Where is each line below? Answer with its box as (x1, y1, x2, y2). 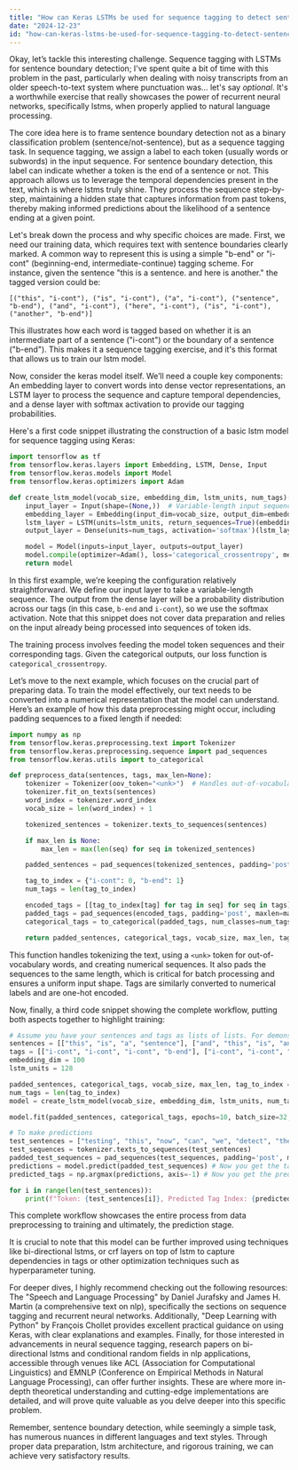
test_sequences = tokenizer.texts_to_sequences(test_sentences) (9, 1145, 252, 1155)
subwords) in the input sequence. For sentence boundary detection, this (9, 156, 273, 167)
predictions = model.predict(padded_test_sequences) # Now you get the (9, 1161, 279, 1171)
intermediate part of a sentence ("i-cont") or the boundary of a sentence (9, 335, 275, 346)
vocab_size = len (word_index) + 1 (25, 804, 153, 813)
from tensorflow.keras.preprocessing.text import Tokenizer (9, 738, 237, 747)
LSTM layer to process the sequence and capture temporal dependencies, (9, 390, 281, 401)
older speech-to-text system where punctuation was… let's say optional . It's (9, 82, 288, 93)
